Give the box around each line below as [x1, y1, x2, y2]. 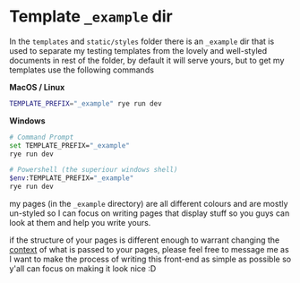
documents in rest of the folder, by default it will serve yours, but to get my [9, 55, 285, 65]
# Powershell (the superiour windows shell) [9, 166, 178, 175]
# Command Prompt [9, 133, 74, 141]
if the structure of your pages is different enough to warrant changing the [9, 235, 280, 245]
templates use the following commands [9, 64, 155, 75]
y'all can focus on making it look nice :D [9, 263, 157, 274]
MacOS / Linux [9, 81, 65, 92]
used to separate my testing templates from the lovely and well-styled [9, 45, 268, 56]
